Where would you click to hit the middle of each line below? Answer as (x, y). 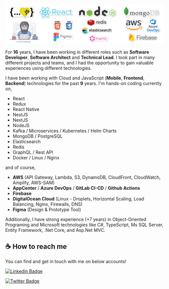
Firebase (22, 193)
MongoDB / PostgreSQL (37, 136)
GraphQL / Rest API (33, 152)
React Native (26, 109)
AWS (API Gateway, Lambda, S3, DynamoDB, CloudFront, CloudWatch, (87, 177)
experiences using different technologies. (49, 68)
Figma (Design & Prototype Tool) (47, 210)
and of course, (20, 168)
